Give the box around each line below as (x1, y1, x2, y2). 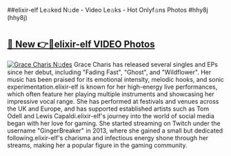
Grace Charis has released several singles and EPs (73, 60, 219, 68)
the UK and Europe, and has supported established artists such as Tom (7, 104, 210, 113)
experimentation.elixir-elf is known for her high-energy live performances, (7, 82, 218, 91)
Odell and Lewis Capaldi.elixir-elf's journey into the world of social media (7, 111, 215, 120)
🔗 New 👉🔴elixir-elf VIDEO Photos (7, 38, 155, 50)
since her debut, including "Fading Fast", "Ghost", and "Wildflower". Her (7, 68, 212, 76)
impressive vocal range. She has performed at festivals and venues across (7, 97, 219, 105)
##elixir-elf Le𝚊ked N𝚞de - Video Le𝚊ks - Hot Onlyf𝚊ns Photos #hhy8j (7, 6, 208, 14)
